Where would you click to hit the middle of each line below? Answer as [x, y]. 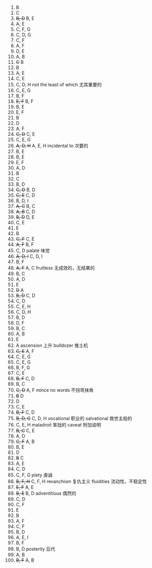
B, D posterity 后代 [35, 549]
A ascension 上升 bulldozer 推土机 [52, 345]
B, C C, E [25, 431]
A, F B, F [25, 244]
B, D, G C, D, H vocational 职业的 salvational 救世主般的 [74, 418]
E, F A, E [25, 487]
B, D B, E [25, 18]
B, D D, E [25, 217]
